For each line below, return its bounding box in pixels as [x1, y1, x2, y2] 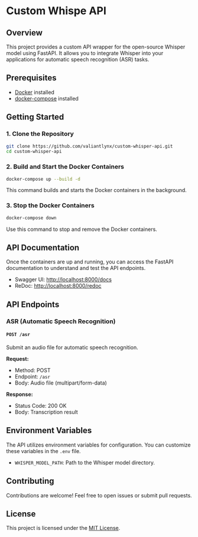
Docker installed [14, 89, 55, 96]
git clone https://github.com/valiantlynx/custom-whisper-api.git [6, 143, 173, 149]
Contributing [6, 476, 54, 486]
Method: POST [14, 366, 51, 373]
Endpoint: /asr [14, 373, 50, 380]
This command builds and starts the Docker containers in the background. [6, 187, 187, 194]
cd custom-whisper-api [6, 149, 62, 155]
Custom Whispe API [6, 4, 106, 18]
